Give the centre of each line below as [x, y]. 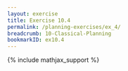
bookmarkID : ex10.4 [36, 40]
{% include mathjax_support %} [53, 60]
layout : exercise [33, 14]
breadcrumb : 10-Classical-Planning [59, 33]
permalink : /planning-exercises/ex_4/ [64, 27]
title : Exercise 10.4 [39, 20]
